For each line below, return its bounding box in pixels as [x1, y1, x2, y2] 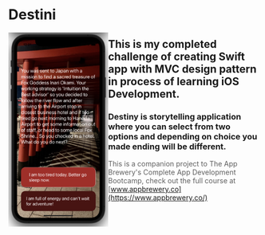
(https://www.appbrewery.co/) [108, 193, 208, 202]
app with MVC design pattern [108, 62, 257, 76]
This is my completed [108, 37, 217, 51]
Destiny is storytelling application [108, 111, 242, 122]
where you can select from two [108, 121, 231, 132]
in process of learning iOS [108, 74, 239, 88]
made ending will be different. [108, 141, 227, 152]
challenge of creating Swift [108, 49, 246, 63]
